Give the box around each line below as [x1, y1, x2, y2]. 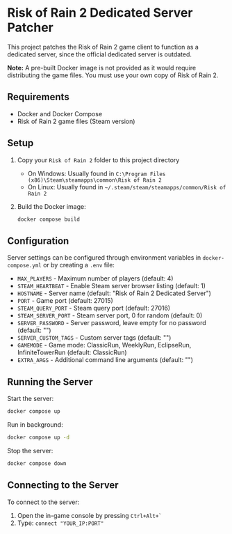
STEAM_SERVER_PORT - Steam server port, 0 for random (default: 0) [17, 311, 203, 320]
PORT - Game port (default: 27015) [17, 297, 113, 305]
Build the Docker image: [17, 202, 87, 210]
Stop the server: [7, 446, 53, 455]
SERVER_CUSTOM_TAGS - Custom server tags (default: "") [17, 333, 172, 342]
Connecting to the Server [7, 479, 119, 492]
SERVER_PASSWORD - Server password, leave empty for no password [17, 319, 206, 327]
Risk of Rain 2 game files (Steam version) [17, 117, 135, 125]
